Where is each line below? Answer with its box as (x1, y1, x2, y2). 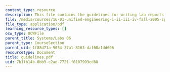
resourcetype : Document (5, 50, 56, 55)
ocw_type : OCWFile (5, 31, 44, 36)
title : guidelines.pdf (5, 54, 53, 60)
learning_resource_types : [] (5, 26, 67, 31)
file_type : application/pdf (5, 21, 65, 27)
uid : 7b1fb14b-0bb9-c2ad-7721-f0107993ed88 (5, 59, 99, 64)
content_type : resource (5, 7, 56, 13)
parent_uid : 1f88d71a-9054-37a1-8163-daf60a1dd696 (5, 45, 114, 50)
